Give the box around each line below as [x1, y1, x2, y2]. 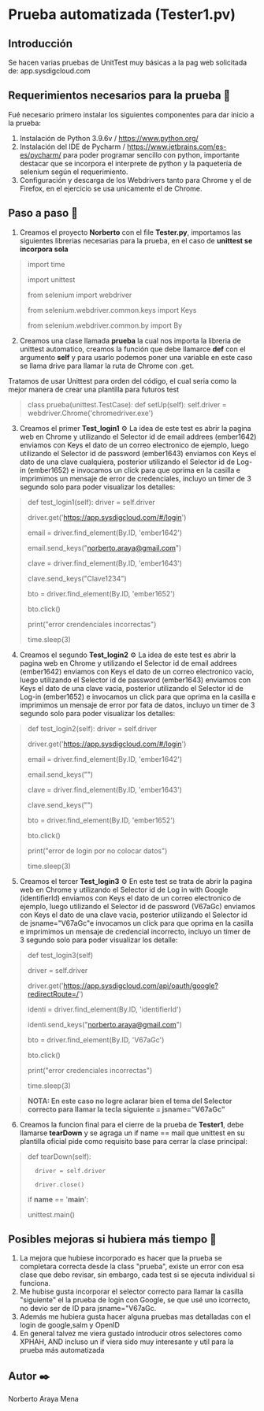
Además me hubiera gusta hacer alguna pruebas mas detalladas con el [19, 1312, 251, 1321]
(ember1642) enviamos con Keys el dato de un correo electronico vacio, [19, 667, 255, 676]
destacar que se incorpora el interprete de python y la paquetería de [19, 158, 243, 168]
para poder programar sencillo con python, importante [62, 150, 240, 159]
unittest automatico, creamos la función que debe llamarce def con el [19, 344, 246, 354]
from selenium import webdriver [27, 290, 132, 299]
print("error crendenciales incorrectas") [27, 619, 157, 629]
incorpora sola [19, 244, 69, 254]
